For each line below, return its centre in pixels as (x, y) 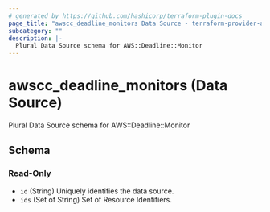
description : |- (35, 38)
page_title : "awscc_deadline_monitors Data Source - (98, 23)
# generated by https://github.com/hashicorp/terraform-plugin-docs (125, 16)
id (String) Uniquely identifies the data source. (97, 191)
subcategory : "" (35, 31)
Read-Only (30, 173)
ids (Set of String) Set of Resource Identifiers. (96, 199)
